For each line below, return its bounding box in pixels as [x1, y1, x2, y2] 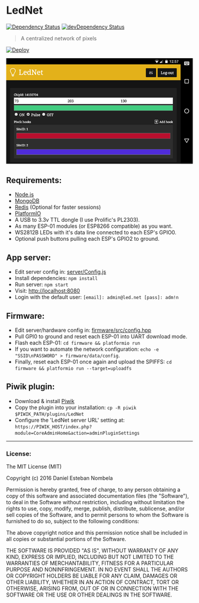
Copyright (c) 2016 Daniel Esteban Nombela [6, 475, 113, 482]
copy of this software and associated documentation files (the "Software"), [6, 492, 190, 500]
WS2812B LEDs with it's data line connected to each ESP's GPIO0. [14, 229, 176, 236]
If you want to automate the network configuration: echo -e [14, 346, 159, 353]
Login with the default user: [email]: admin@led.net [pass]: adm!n [14, 294, 179, 301]
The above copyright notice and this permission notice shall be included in [6, 529, 188, 536]
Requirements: [6, 175, 62, 185]
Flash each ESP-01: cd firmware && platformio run [14, 340, 140, 347]
